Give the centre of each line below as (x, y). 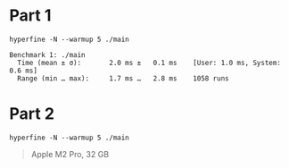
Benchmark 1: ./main (48, 55)
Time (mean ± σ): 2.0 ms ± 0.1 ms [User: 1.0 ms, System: (149, 63)
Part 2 (32, 114)
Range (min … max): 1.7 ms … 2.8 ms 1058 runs (123, 78)
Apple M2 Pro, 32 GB (70, 154)
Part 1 (30, 16)
